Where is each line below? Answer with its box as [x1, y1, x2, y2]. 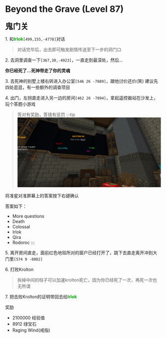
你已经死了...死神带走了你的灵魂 [5, 67, 71, 73]
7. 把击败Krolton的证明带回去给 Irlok [5, 294, 78, 300]
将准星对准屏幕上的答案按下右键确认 [5, 193, 79, 199]
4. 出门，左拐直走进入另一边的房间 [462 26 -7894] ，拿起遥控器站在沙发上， [5, 95, 158, 101]
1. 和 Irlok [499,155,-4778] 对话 [5, 36, 65, 42]
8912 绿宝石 [12, 321, 37, 327]
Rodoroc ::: [12, 239, 35, 246]
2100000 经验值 [12, 315, 45, 321]
